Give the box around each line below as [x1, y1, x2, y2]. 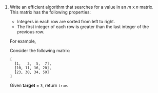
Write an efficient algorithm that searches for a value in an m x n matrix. [9, 4, 154, 10]
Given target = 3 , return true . [9, 82, 69, 88]
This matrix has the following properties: [9, 9, 91, 15]
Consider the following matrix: [9, 48, 71, 53]
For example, [9, 38, 36, 44]
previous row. [17, 29, 44, 34]
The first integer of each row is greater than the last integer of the [17, 24, 149, 30]
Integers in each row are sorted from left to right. [17, 19, 116, 24]
